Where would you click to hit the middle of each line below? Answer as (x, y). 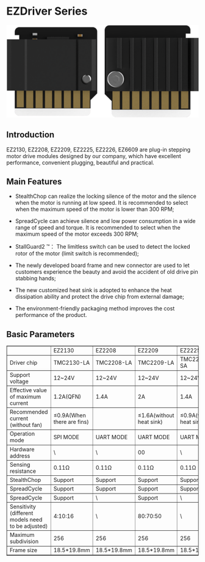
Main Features (34, 182)
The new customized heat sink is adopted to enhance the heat (93, 290)
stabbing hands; (35, 279)
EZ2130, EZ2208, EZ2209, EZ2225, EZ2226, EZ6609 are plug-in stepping (99, 149)
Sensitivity (23, 506)
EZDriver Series (47, 11)
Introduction (31, 135)
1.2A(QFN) (67, 396)
